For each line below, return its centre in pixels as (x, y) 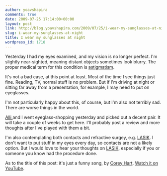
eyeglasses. (17, 92)
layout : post (19, 24)
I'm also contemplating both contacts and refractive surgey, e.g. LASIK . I (79, 137)
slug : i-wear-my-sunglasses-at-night (44, 33)
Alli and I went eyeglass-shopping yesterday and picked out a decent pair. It (83, 117)
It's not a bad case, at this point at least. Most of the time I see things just (80, 77)
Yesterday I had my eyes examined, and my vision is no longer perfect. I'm (81, 56)
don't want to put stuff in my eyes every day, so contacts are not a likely (79, 143)
